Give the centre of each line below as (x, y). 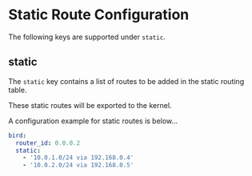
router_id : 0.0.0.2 (48, 143)
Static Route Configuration (99, 15)
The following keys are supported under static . (87, 37)
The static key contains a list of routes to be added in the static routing (126, 81)
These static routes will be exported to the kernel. (90, 105)
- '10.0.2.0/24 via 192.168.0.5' (78, 166)
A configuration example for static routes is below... (93, 121)
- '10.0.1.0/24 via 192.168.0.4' (78, 158)
